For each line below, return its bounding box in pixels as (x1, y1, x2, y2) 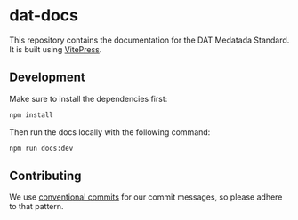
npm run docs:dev (9, 144, 74, 153)
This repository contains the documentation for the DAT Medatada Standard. (9, 35, 290, 45)
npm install (9, 110, 53, 120)
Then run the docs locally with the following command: (9, 126, 211, 137)
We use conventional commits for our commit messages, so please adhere (9, 192, 283, 202)
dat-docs (9, 5, 78, 26)
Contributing (9, 168, 82, 183)
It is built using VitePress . (9, 43, 102, 54)
